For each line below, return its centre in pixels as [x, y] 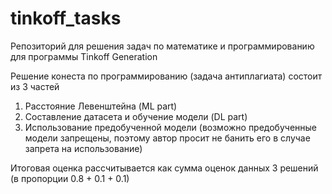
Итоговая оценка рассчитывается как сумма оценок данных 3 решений [164, 168]
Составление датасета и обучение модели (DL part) [136, 116]
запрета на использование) [83, 148]
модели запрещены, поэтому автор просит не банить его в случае [167, 138]
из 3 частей [35, 86]
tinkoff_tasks [66, 18]
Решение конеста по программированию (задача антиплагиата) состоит [166, 76]
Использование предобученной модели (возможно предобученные [170, 127]
